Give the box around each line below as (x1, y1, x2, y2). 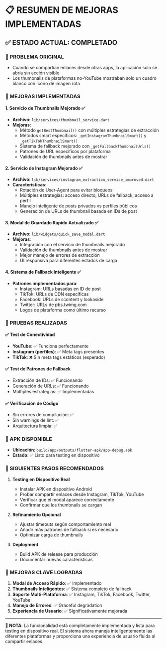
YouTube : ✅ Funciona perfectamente (12, 343, 89, 349)
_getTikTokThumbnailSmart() (19, 139, 78, 144)
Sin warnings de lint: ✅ (12, 417, 60, 423)
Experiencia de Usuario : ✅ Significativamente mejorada (12, 608, 128, 614)
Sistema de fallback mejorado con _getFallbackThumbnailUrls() (19, 143, 151, 149)
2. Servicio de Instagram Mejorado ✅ (5, 165, 83, 171)
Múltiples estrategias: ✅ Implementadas (12, 388, 94, 394)
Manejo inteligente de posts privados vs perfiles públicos (19, 203, 137, 209)
